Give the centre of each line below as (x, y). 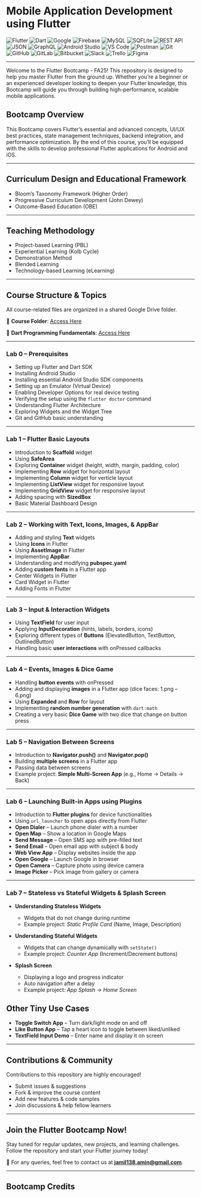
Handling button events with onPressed (64, 682)
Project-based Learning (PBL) (51, 245)
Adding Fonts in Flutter (43, 588)
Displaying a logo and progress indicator (74, 977)
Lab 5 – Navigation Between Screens (60, 742)
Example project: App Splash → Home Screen (80, 990)
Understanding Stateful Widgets (56, 936)
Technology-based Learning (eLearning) (65, 270)
